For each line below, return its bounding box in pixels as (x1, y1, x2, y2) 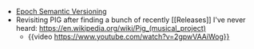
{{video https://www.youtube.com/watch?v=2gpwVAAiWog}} (27, 32, 230, 41)
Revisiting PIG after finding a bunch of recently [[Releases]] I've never (15, 15, 246, 24)
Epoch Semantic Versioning (15, 7, 107, 16)
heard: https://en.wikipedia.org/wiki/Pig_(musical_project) (15, 24, 206, 32)
